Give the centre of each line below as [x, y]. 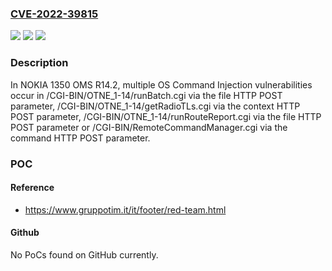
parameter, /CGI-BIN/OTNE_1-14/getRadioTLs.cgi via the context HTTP [155, 106]
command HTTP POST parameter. [80, 138]
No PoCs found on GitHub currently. [84, 254]
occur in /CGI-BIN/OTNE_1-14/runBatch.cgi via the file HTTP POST [146, 95]
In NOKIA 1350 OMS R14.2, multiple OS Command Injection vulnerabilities [161, 84]
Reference [32, 188]
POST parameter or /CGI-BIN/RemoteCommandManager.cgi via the [149, 127]
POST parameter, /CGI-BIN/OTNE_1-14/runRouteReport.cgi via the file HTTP [166, 116]
